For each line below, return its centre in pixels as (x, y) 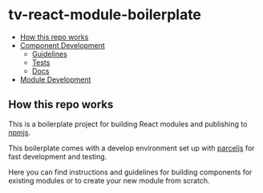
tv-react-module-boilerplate (105, 15)
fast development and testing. (58, 156)
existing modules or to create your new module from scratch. (109, 180)
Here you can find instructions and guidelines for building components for (130, 172)
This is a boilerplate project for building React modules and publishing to (128, 124)
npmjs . (19, 132)
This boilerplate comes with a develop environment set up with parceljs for (131, 148)
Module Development (55, 79)
